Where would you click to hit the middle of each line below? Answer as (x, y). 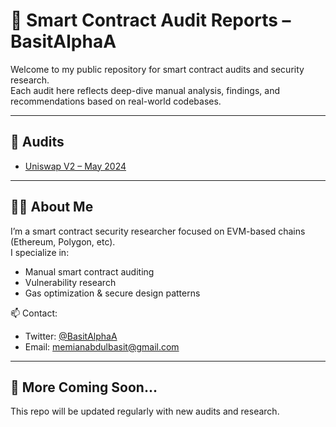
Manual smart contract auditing (89, 271)
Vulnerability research (70, 282)
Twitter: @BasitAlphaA (71, 336)
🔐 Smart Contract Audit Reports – (151, 20)
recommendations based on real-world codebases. (116, 101)
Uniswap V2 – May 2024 (75, 166)
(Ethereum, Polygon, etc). (63, 241)
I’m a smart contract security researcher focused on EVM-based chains (158, 231)
